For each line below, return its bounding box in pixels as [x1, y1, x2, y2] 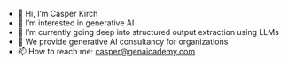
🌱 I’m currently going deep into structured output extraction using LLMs [17, 27, 279, 37]
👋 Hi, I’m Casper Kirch [17, 9, 98, 18]
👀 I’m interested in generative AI [17, 18, 135, 28]
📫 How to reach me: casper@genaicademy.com [17, 47, 196, 56]
